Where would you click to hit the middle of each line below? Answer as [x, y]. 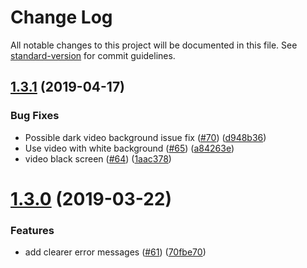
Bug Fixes [35, 116]
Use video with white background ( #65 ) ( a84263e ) [129, 148]
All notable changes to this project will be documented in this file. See [154, 45]
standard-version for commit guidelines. [93, 55]
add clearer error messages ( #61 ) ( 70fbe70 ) [115, 252]
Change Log [61, 17]
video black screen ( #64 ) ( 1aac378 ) [98, 158]
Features [32, 230]
